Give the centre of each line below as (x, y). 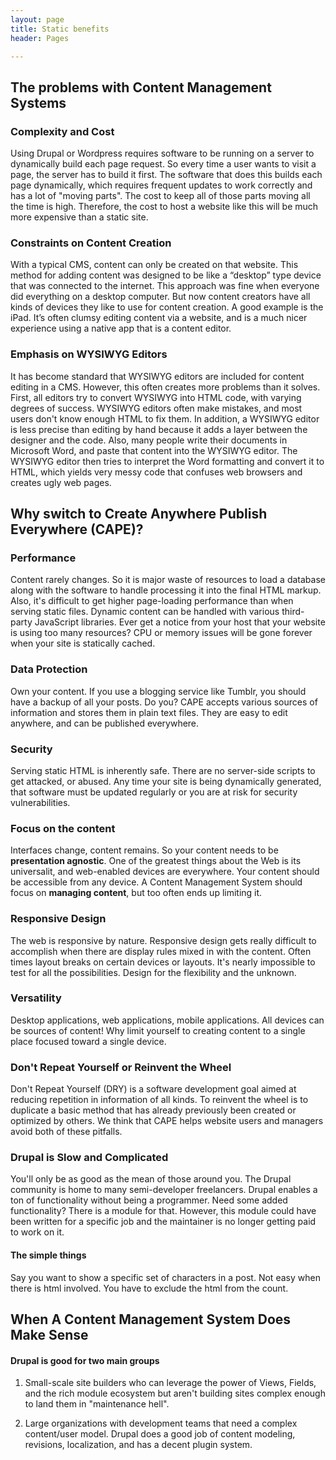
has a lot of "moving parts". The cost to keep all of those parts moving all (160, 196)
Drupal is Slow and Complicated (89, 1158)
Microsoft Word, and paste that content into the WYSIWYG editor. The (154, 450)
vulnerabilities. (40, 802)
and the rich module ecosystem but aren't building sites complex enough (175, 1393)
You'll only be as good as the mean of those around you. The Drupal (151, 1179)
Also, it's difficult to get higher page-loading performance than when (152, 601)
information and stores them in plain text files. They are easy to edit (149, 712)
